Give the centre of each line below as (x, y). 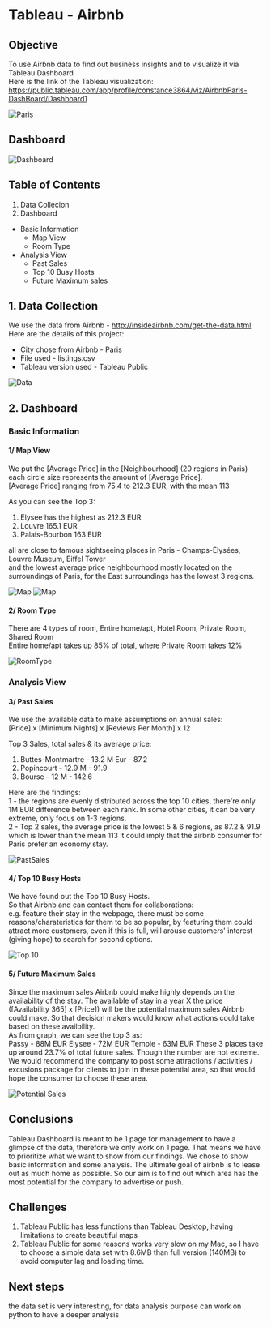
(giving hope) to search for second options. (80, 940)
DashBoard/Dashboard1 (48, 98)
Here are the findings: (44, 793)
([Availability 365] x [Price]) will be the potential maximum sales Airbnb (127, 1009)
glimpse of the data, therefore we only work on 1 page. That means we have (135, 1147)
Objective (34, 45)
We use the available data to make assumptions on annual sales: (116, 720)
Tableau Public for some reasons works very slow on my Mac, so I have (140, 1244)
